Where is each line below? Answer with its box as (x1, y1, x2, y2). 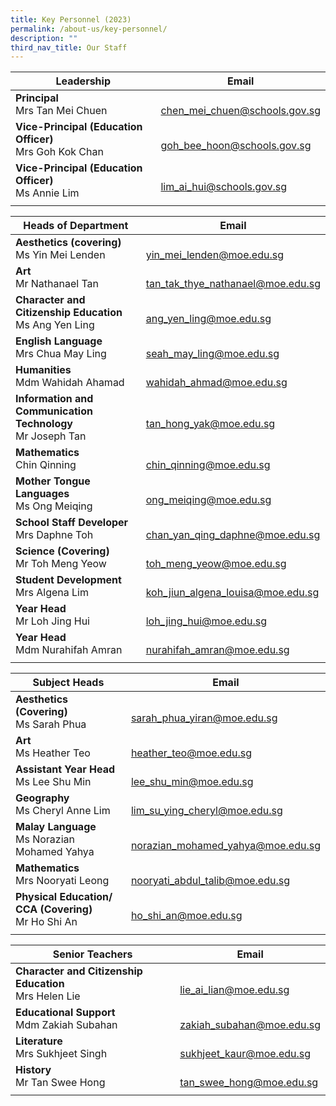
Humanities (15, 363, 72, 377)
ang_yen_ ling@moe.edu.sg (145, 312, 272, 326)
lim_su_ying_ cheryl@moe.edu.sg (130, 804, 283, 818)
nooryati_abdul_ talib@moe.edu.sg (130, 874, 290, 888)
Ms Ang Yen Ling (15, 318, 95, 332)
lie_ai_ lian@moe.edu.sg (179, 983, 290, 997)
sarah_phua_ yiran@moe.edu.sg (130, 711, 278, 725)
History (15, 1063, 52, 1077)
